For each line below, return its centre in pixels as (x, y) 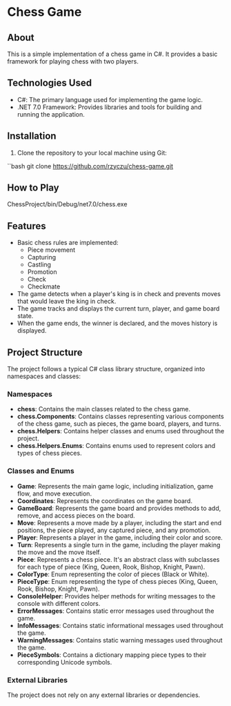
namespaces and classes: (44, 376)
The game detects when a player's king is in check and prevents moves (119, 294)
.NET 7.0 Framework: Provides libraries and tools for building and (109, 107)
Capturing (42, 257)
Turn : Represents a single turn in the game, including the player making (119, 545)
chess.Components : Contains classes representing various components (120, 416)
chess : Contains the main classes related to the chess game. (104, 409)
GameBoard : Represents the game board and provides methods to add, (119, 508)
